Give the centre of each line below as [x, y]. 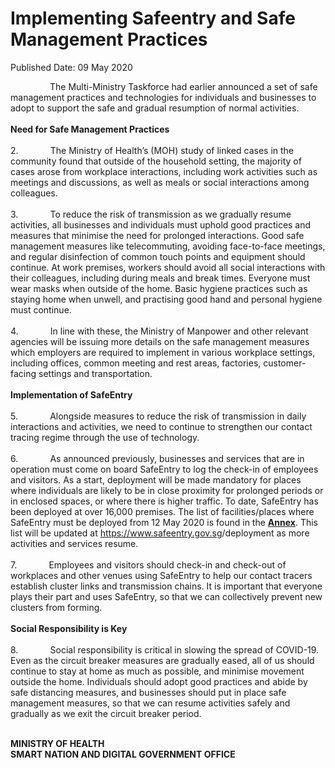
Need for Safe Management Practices [90, 129]
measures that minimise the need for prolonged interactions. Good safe [157, 235]
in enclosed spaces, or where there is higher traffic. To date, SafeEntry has [164, 501]
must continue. [41, 309]
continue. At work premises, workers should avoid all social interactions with [168, 267]
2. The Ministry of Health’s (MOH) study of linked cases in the [152, 150]
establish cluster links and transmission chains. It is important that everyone [166, 586]
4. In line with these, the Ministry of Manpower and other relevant [159, 331]
